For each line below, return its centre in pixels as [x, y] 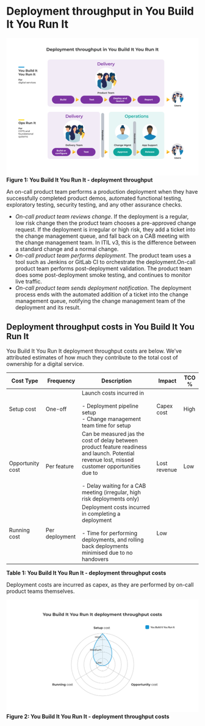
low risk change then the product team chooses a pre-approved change [106, 223]
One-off [56, 409]
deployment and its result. [48, 307]
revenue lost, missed [108, 460]
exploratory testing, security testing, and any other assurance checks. [94, 205]
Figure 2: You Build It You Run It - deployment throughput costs [88, 716]
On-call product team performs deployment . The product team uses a [103, 255]
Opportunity [24, 463]
